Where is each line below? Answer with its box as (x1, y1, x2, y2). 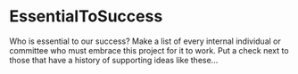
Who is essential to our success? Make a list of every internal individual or (9, 36, 281, 46)
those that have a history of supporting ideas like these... (9, 54, 219, 65)
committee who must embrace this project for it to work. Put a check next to (9, 45, 289, 55)
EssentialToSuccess (9, 6, 163, 27)
